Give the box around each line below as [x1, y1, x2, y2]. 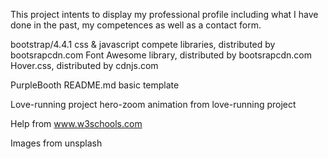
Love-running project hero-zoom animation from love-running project [10, 99, 297, 110]
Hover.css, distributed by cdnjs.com [10, 60, 159, 71]
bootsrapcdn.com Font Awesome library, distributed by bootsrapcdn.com [10, 49, 312, 61]
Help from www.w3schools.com [10, 118, 143, 129]
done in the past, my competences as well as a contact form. [10, 19, 262, 31]
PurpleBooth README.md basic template [10, 79, 180, 91]
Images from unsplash [10, 137, 103, 149]
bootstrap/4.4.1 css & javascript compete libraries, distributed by [10, 39, 276, 50]
